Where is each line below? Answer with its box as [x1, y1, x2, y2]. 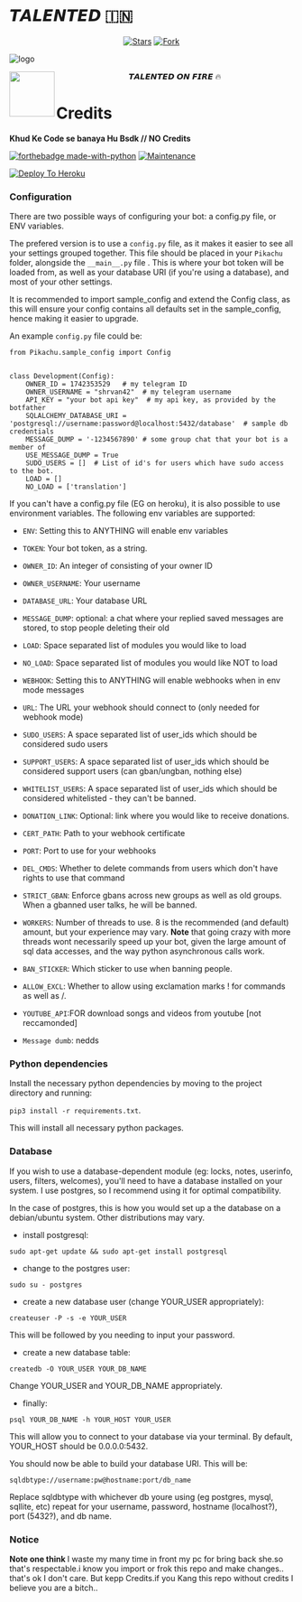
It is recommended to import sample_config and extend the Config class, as [9, 294, 291, 305]
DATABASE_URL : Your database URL [22, 595, 148, 606]
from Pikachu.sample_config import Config [9, 349, 171, 358]
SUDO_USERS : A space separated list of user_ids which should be [22, 729, 258, 740]
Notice [9, 1532, 40, 1545]
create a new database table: [22, 1346, 131, 1357]
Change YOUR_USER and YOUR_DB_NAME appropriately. [9, 1380, 224, 1391]
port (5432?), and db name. [9, 1510, 113, 1522]
